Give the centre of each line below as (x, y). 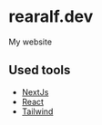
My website (30, 42)
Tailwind (37, 111)
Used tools (40, 70)
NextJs (35, 91)
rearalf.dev (51, 17)
